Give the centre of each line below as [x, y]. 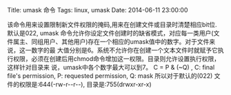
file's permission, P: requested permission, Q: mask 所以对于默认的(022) [110, 76]
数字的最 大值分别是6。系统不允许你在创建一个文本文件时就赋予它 [124, 50]
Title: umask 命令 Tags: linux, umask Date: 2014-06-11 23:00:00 [98, 10]
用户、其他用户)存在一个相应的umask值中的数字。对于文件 [126, 42]
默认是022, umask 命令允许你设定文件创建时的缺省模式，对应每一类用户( [110, 33]
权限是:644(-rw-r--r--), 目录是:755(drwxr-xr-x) [85, 84]
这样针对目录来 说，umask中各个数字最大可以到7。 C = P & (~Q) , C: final [111, 67]
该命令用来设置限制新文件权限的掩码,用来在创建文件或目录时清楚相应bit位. [112, 25]
